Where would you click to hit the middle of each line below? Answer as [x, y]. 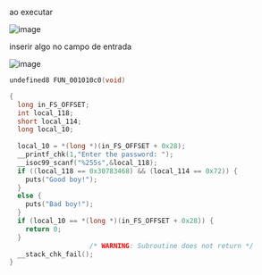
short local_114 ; [50, 121]
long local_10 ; [46, 129]
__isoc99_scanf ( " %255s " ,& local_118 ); [88, 162]
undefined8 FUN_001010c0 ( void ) [68, 80]
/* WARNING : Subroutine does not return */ [171, 246]
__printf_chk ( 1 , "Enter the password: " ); [96, 154]
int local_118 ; [46, 113]
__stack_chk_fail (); [55, 254]
